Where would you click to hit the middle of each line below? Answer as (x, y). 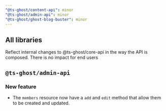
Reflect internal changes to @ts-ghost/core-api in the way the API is (77, 52)
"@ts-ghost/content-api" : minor (39, 10)
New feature (21, 87)
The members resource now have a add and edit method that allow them (87, 97)
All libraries (24, 40)
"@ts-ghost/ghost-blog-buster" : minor (46, 19)
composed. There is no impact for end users (52, 58)
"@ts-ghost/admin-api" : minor (37, 15)
